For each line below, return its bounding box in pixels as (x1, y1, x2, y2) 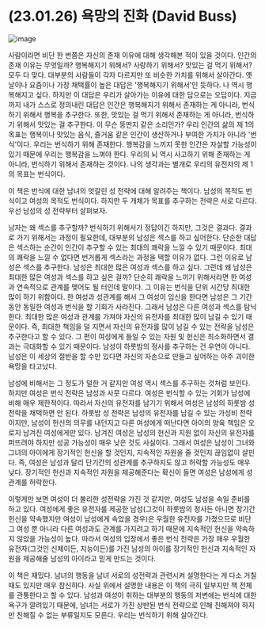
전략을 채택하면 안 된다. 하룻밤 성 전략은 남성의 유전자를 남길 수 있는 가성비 (8, 407, 238, 417)
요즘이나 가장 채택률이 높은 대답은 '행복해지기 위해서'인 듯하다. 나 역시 (28, 80, 244, 90)
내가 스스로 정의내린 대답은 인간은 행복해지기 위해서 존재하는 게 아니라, (22, 100, 240, 109)
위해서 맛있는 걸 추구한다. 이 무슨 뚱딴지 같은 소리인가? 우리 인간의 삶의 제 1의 (16, 120, 255, 129)
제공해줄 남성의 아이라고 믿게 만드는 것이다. (22, 553, 157, 563)
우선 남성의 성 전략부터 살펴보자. (8, 205, 108, 215)
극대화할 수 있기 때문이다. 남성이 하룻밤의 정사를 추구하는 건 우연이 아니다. (22, 342, 251, 351)
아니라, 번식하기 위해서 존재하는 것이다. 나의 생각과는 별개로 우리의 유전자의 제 (8, 159, 249, 169)
